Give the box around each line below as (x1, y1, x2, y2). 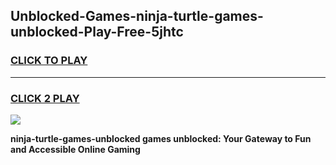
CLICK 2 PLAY (10, 91, 80, 105)
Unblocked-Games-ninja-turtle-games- (10, 8, 264, 25)
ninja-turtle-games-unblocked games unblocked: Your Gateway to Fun (10, 132, 312, 144)
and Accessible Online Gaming (10, 143, 141, 155)
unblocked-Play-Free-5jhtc (10, 24, 184, 41)
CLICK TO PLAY (10, 54, 88, 68)
